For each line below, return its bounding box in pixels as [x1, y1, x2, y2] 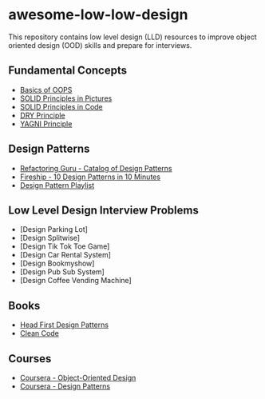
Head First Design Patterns [19, 320, 109, 329]
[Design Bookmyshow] [19, 258, 95, 269]
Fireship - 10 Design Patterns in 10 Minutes [19, 172, 161, 182]
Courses [8, 352, 52, 365]
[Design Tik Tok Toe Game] [19, 241, 110, 251]
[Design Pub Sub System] [19, 267, 105, 277]
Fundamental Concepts [8, 64, 128, 78]
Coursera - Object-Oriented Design [19, 373, 136, 382]
